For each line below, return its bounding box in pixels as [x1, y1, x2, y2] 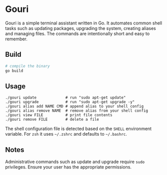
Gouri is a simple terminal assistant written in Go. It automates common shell [5, 20, 163, 26]
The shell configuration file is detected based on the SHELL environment [5, 126, 152, 132]
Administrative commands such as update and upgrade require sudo [5, 159, 145, 165]
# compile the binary [5, 63, 50, 68]
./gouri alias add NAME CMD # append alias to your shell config [5, 104, 144, 109]
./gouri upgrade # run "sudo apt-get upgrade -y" [5, 100, 135, 105]
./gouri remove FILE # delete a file [5, 117, 99, 122]
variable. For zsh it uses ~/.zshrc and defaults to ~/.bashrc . [5, 131, 127, 137]
